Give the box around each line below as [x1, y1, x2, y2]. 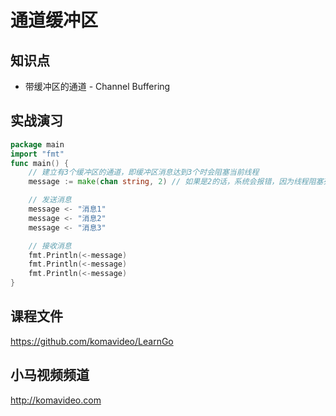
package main [10, 139, 65, 150]
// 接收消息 [28, 241, 72, 251]
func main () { [10, 158, 70, 168]
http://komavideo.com [10, 394, 102, 406]
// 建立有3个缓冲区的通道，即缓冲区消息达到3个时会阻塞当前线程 [28, 167, 260, 178]
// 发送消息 [28, 195, 72, 205]
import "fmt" [10, 149, 65, 159]
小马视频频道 [10, 367, 90, 384]
